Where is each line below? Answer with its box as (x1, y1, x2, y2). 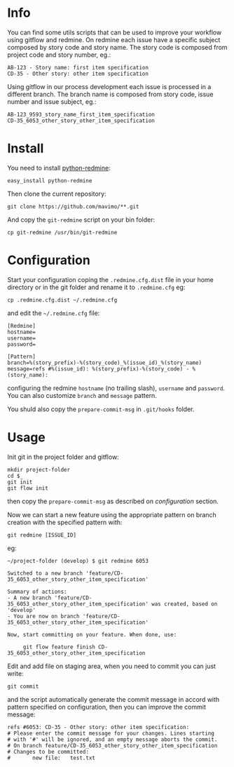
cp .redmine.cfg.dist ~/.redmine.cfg (7, 296, 118, 303)
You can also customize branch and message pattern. (7, 391, 158, 399)
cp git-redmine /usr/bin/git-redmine (7, 229, 118, 236)
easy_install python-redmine (7, 177, 92, 184)
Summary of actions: (7, 588, 68, 595)
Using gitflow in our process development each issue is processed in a (7, 82, 212, 91)
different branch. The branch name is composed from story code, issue (7, 90, 214, 98)
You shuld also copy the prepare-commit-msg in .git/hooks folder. (7, 405, 195, 413)
